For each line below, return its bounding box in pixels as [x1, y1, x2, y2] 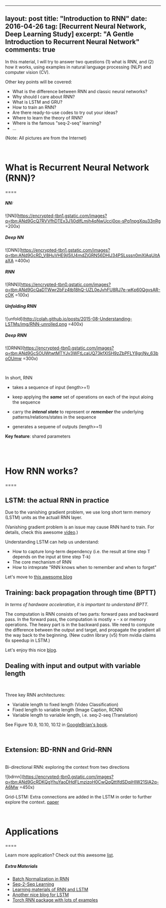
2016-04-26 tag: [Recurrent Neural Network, [5, 22, 147, 31]
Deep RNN [5, 333, 27, 339]
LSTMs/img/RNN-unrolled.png [5, 321, 67, 327]
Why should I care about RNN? [12, 94, 75, 100]
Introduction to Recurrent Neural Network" [5, 38, 140, 46]
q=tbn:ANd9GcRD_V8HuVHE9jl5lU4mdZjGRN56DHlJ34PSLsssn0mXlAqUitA [5, 252, 161, 258]
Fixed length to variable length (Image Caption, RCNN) [12, 707, 124, 713]
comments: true [5, 46, 56, 54]
